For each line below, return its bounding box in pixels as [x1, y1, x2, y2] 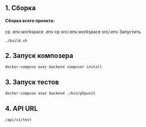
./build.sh [5, 38, 28, 43]
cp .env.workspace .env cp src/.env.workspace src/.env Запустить [5, 29, 141, 34]
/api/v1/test [5, 118, 32, 123]
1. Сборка [5, 4, 36, 12]
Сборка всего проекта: [5, 17, 55, 24]
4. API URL [5, 104, 38, 113]
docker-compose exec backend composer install [5, 64, 102, 69]
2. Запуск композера [5, 51, 74, 60]
